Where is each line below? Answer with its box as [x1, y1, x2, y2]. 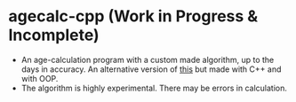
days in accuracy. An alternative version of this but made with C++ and [20, 64, 282, 75]
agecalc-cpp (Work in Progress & [8, 6, 259, 27]
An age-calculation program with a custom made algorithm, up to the [20, 54, 275, 65]
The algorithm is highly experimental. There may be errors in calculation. [20, 82, 288, 93]
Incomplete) [8, 25, 100, 45]
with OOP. [20, 73, 59, 83]
